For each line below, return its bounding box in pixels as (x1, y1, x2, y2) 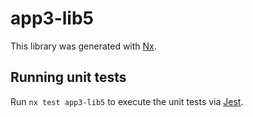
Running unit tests (10, 69, 127, 86)
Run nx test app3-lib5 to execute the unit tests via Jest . (10, 95, 244, 107)
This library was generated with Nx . (10, 40, 157, 52)
